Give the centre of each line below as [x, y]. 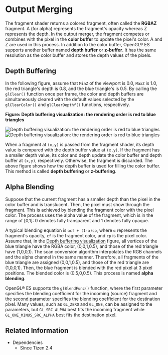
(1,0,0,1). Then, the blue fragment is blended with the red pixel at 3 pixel [79, 268]
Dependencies [28, 342]
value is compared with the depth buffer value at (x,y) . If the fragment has [82, 150]
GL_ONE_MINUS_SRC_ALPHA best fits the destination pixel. [61, 315]
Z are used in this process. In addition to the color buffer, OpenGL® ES [77, 44]
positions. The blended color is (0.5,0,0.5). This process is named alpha [79, 273]
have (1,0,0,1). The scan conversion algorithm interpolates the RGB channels [83, 251]
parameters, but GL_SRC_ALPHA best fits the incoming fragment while [75, 309]
